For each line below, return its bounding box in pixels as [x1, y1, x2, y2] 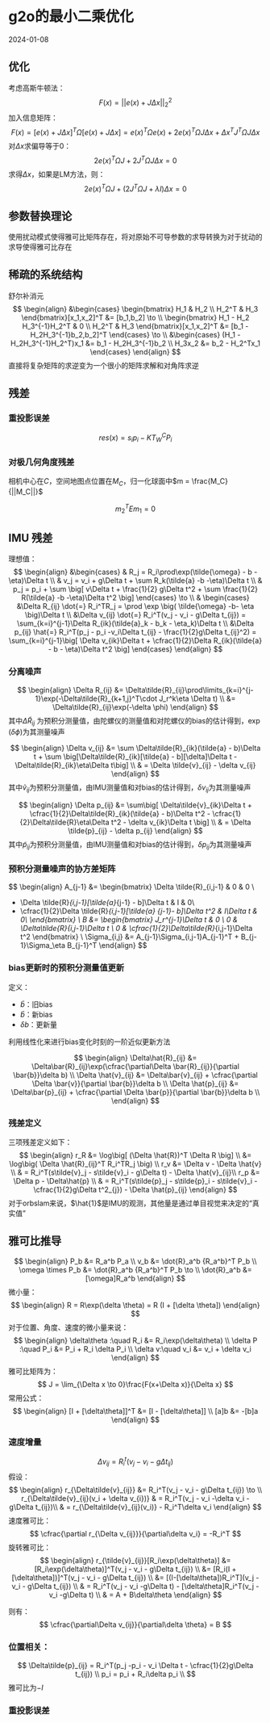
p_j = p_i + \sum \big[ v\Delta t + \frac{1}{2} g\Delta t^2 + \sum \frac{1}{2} [13, 585, 258, 594]
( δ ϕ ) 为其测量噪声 [8, 727, 66, 737]
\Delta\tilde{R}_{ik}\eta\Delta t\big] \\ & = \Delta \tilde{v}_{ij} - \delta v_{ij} [15, 761, 256, 770]
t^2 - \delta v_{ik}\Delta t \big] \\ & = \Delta [110, 817, 251, 828]
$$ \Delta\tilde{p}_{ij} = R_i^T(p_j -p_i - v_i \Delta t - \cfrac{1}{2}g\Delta [17, 1660, 254, 1670]
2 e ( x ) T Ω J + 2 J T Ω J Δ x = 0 [93, 154, 177, 166]
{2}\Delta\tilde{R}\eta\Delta [19, 817, 110, 828]
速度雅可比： [8, 1515, 51, 1526]
